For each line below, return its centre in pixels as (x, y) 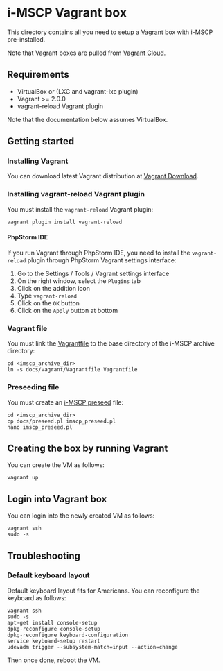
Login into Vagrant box (57, 499)
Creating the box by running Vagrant (88, 448)
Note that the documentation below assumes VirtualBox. (88, 119)
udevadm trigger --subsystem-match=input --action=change (92, 647)
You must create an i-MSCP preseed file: (65, 402)
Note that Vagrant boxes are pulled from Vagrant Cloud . (87, 53)
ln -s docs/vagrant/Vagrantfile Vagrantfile (72, 370)
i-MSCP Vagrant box (67, 13)
